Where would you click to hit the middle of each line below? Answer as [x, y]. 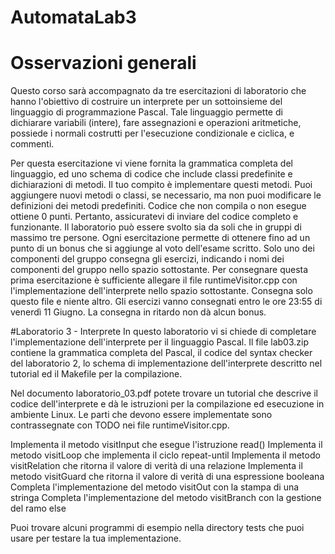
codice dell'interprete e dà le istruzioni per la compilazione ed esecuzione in [167, 404]
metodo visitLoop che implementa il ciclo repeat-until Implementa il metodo [165, 455]
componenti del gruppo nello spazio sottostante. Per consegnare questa [159, 270]
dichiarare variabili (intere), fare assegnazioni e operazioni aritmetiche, [156, 123]
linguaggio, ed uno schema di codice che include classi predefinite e [151, 174]
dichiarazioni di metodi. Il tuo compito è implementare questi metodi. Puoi [161, 185]
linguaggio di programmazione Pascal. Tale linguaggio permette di [146, 112]
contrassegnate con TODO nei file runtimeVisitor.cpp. [120, 425]
